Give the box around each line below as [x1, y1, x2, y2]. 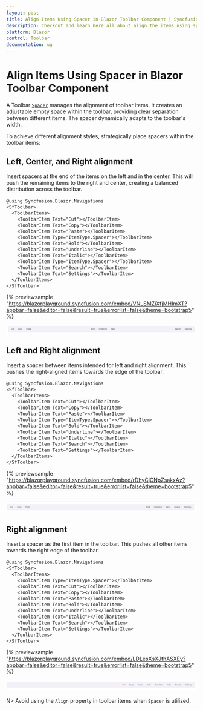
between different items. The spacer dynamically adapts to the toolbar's [6, 114, 186, 121]
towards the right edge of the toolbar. [6, 547, 100, 554]
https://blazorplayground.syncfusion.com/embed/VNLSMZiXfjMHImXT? [8, 300, 187, 307]
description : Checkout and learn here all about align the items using [6, 22, 190, 28]
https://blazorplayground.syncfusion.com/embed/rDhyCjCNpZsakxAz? [8, 476, 185, 483]
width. [6, 121, 22, 128]
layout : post [6, 10, 39, 16]
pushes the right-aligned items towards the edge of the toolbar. [6, 368, 164, 375]
